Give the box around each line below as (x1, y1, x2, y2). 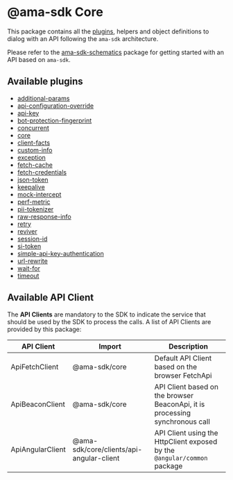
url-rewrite (17, 257, 49, 265)
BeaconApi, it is (154, 399, 205, 409)
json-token (17, 175, 49, 184)
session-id (17, 234, 48, 243)
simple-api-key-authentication (17, 249, 104, 257)
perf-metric (17, 198, 51, 206)
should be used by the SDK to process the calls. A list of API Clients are (7, 317, 212, 326)
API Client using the (154, 428, 218, 438)
